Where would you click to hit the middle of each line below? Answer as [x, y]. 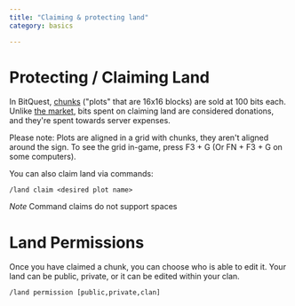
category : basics [41, 26]
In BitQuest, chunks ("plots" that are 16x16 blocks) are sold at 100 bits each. [147, 102]
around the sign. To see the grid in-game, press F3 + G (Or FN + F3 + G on [146, 147]
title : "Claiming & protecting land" [79, 17]
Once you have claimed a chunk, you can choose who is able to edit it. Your [148, 267]
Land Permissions [77, 243]
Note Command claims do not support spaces [93, 207]
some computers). [43, 157]
